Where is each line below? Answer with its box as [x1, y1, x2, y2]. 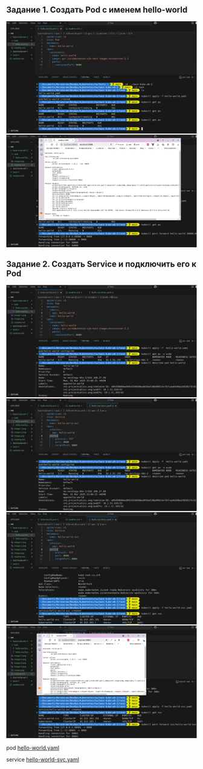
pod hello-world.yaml [6, 744, 59, 751]
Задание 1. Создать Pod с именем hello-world [6, 5, 188, 15]
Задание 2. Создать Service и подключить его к [6, 259, 196, 270]
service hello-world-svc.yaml [6, 756, 80, 763]
